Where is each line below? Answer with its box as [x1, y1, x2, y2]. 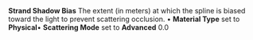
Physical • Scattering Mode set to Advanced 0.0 [8, 23, 169, 32]
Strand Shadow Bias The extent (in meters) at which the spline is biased [8, 6, 246, 15]
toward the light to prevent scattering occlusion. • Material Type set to [8, 14, 240, 24]
